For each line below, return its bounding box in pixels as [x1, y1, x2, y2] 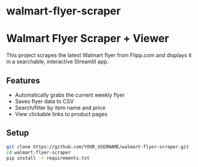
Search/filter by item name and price [14, 104, 106, 111]
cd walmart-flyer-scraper [6, 149, 71, 156]
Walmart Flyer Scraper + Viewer [6, 32, 169, 46]
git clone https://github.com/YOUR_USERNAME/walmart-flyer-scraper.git [6, 144, 189, 150]
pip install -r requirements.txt [6, 155, 90, 161]
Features [6, 75, 40, 85]
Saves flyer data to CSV [14, 97, 74, 105]
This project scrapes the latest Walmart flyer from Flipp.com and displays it [6, 52, 192, 59]
